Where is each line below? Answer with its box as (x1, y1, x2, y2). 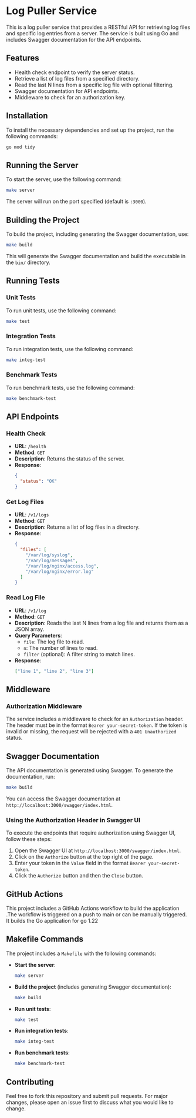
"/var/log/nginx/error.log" (25, 569, 94, 575)
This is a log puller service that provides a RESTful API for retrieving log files (6, 24, 191, 31)
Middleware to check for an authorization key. (14, 94, 126, 101)
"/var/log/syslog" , (25, 552, 73, 558)
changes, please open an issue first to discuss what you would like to (6, 1099, 174, 1106)
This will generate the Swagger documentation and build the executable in (6, 252, 186, 259)
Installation (6, 111, 48, 121)
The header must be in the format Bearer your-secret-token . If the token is (6, 722, 188, 729)
